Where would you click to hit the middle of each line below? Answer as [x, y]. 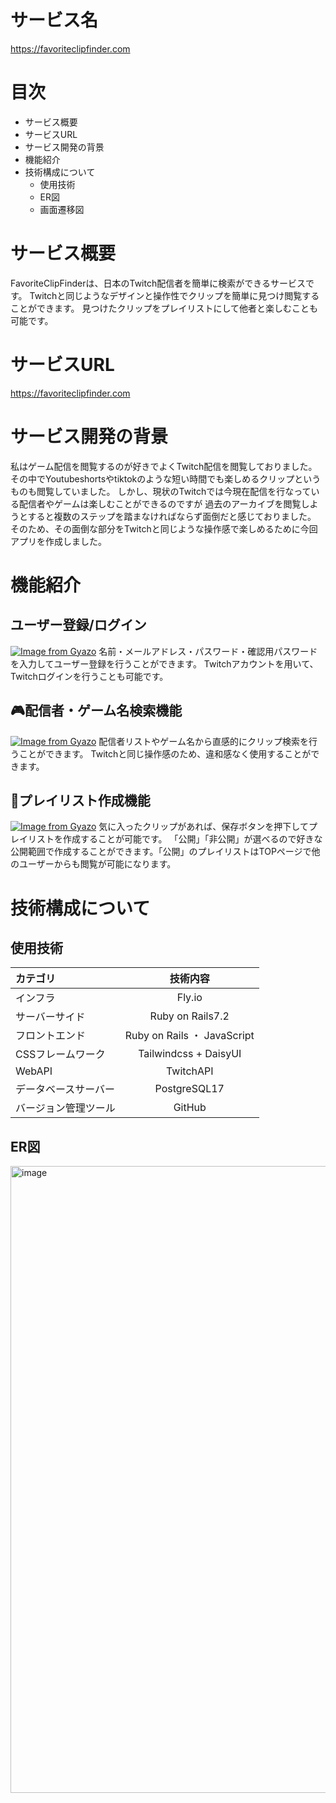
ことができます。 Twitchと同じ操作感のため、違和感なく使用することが [165, 753]
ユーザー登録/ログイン [78, 625]
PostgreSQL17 [189, 1089]
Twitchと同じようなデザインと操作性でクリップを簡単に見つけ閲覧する [174, 295]
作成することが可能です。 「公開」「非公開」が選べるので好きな [192, 839]
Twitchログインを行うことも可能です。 [89, 676]
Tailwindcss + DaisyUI [190, 1054]
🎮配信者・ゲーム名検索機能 [96, 711]
